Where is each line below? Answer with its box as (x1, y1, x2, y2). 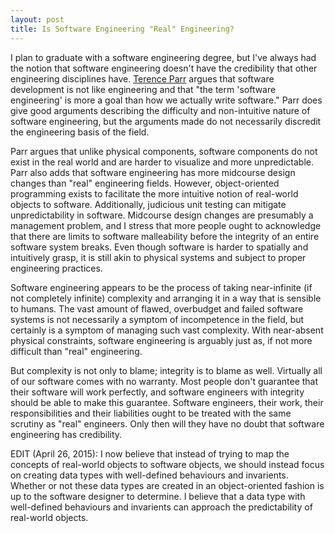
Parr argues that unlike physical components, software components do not (10, 145, 318, 157)
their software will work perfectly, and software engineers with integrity (10, 386, 305, 398)
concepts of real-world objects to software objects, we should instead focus (10, 458, 325, 470)
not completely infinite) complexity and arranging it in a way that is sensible (10, 292, 322, 304)
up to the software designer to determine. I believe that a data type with (10, 490, 306, 502)
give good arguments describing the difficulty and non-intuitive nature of (10, 104, 311, 116)
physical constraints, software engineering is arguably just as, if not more (10, 334, 313, 346)
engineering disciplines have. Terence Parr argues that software (10, 72, 275, 85)
